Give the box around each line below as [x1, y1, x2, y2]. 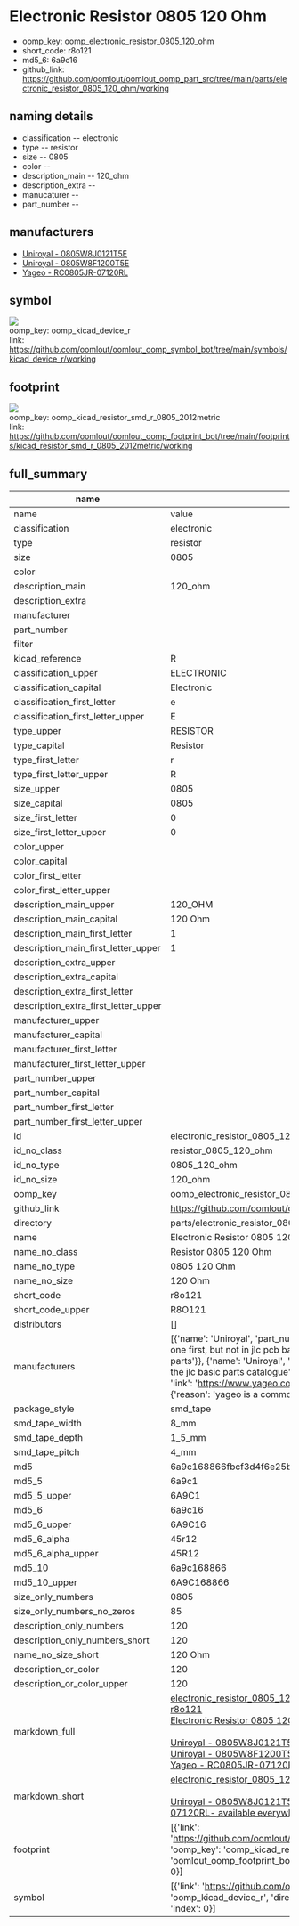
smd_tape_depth [13, 1432, 83, 1443]
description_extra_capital [13, 971, 118, 983]
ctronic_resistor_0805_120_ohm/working [21, 83, 169, 93]
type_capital [13, 739, 65, 752]
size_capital [13, 797, 63, 809]
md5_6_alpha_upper [13, 1548, 99, 1559]
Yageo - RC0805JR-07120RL [21, 267, 129, 278]
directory [13, 1217, 52, 1229]
